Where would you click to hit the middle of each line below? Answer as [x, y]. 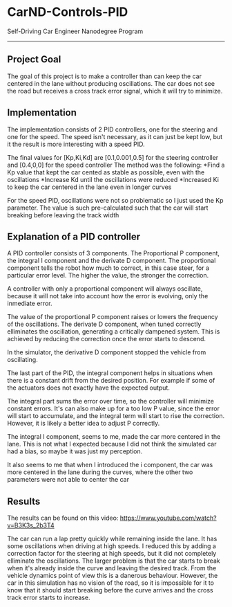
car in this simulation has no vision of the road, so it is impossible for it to [111, 583]
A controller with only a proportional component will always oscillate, [105, 289]
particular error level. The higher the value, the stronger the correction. [108, 275]
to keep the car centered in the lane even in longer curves [89, 187]
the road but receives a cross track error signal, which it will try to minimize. [115, 91]
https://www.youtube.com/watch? [168, 518]
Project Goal [34, 60]
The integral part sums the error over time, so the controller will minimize [111, 401]
